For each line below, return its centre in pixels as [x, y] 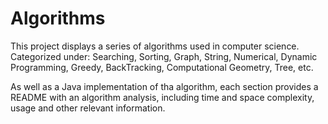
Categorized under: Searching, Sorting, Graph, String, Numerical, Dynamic [164, 56]
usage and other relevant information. [88, 108]
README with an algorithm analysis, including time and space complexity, [162, 97]
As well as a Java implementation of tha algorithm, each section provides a [164, 86]
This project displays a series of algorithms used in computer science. [155, 46]
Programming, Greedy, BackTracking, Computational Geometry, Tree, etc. [162, 67]
